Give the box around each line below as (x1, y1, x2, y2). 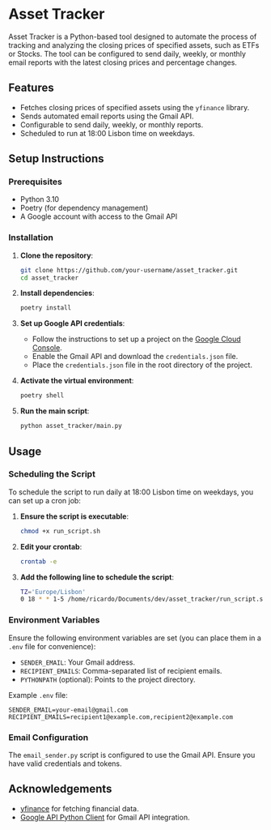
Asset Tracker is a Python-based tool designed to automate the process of (8, 32, 257, 41)
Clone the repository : (19, 250, 94, 260)
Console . (32, 343, 62, 353)
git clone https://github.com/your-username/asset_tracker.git (19, 266, 239, 274)
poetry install (19, 304, 72, 312)
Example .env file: (8, 690, 68, 700)
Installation (8, 232, 54, 243)
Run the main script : (19, 406, 90, 416)
